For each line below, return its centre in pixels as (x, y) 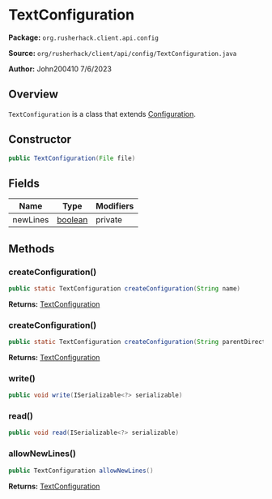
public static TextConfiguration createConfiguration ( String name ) (125, 288)
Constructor (40, 140)
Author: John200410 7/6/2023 (60, 69)
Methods (32, 249)
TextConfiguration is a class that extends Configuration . (102, 114)
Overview (34, 95)
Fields (24, 183)
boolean (72, 220)
